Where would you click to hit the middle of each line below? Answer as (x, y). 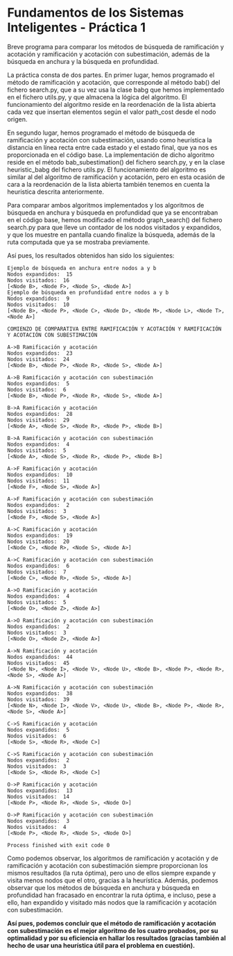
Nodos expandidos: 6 (38, 566)
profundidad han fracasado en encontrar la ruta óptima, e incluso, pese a (112, 895)
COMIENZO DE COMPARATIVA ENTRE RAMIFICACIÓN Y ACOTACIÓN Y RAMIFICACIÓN (114, 329)
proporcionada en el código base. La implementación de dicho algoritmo (111, 155)
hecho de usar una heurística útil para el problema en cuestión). (101, 945)
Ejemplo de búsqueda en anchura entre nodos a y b (82, 268)
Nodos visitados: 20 (38, 542)
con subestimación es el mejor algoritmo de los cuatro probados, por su (113, 930)
